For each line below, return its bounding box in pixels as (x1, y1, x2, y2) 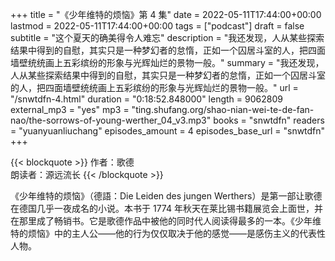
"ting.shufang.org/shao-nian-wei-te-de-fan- (131, 104, 315, 115)
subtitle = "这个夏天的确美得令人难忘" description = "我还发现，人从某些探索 (10, 32, 325, 43)
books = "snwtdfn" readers (213, 114, 325, 126)
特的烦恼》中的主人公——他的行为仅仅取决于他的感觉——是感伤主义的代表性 (10, 228, 326, 239)
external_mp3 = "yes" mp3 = (10, 104, 130, 115)
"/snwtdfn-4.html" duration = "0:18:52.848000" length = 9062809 (10, 93, 283, 105)
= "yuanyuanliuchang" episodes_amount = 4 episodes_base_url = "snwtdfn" (10, 125, 326, 137)
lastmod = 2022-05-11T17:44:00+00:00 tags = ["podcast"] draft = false (10, 20, 305, 32)
